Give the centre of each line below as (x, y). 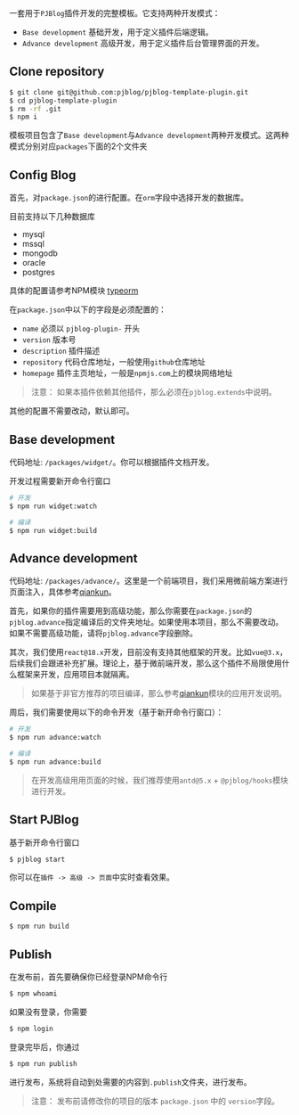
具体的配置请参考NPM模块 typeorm (74, 291)
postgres (38, 272)
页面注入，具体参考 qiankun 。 (63, 592)
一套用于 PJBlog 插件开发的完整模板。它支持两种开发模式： (115, 13)
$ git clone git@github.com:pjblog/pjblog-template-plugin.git (129, 92)
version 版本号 (49, 340)
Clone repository (57, 72)
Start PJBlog (44, 820)
